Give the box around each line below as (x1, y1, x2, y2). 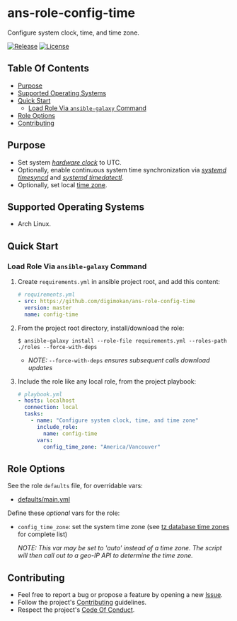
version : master (24, 304, 72, 312)
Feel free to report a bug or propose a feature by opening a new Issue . (17, 591, 223, 599)
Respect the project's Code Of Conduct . (17, 605, 135, 614)
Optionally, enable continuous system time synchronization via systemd (17, 165, 227, 174)
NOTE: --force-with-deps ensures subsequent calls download (28, 355, 210, 365)
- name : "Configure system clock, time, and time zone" (30, 417, 199, 425)
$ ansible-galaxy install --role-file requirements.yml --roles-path (17, 337, 228, 344)
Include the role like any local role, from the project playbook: (17, 377, 197, 386)
